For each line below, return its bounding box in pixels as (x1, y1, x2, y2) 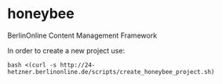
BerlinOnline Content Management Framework (7, 31, 158, 40)
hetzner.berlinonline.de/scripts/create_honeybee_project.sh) (7, 68, 215, 75)
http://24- (60, 60, 96, 69)
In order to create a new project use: (7, 46, 126, 55)
